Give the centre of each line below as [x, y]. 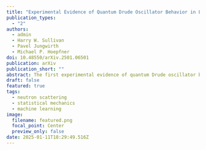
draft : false [23, 80]
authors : [17, 29]
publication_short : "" [35, 69]
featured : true [26, 86]
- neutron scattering [40, 97]
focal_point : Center [38, 126]
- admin [22, 35]
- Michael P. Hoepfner [41, 52]
